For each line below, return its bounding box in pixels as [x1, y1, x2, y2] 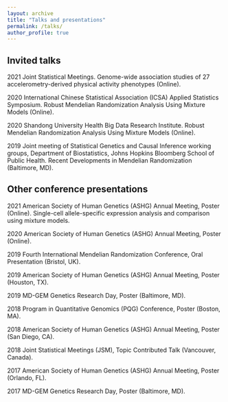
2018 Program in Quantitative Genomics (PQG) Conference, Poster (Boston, [7, 305, 221, 313]
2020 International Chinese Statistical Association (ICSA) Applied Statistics [7, 93, 219, 102]
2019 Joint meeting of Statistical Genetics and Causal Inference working [7, 142, 212, 150]
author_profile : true [7, 29, 69, 36]
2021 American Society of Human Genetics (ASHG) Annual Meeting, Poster [7, 202, 220, 210]
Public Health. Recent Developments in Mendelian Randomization [7, 156, 192, 165]
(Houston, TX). [7, 278, 49, 286]
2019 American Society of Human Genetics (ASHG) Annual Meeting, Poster [7, 270, 220, 279]
